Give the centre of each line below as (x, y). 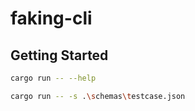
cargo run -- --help (53, 78)
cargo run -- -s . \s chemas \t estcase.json (98, 96)
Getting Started (59, 55)
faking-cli (51, 18)
